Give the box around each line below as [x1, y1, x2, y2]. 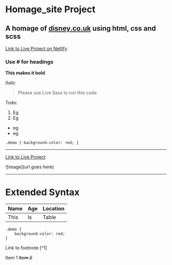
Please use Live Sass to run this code [17, 90, 97, 96]
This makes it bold [5, 70, 45, 76]
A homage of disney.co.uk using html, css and [5, 24, 156, 33]
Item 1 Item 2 [5, 255, 32, 261]
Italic [5, 80, 16, 86]
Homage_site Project [5, 4, 96, 15]
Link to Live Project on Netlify [5, 46, 68, 52]
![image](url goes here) [5, 164, 54, 170]
